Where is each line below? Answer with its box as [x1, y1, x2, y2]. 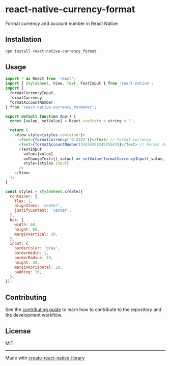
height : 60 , [14, 227, 40, 232]
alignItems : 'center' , [14, 203, 63, 208]
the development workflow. [5, 312, 63, 318]
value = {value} [23, 151, 53, 156]
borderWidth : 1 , [14, 250, 49, 256]
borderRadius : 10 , [14, 256, 53, 261]
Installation [5, 35, 42, 44]
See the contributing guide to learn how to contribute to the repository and [5, 306, 162, 313]
